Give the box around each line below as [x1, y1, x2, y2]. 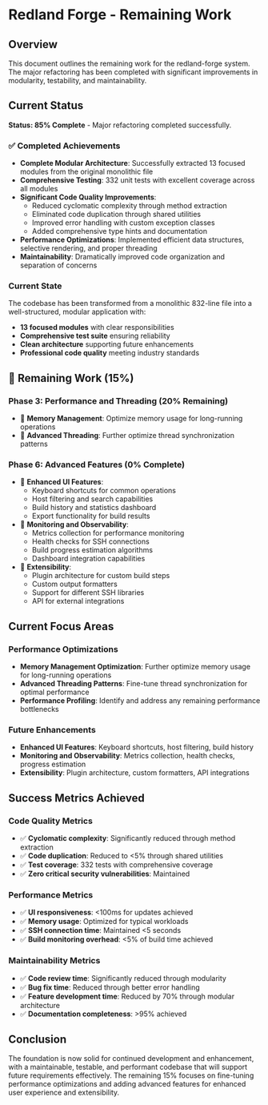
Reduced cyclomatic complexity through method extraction [31, 201, 228, 211]
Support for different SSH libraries [31, 588, 145, 597]
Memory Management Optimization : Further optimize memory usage [19, 662, 250, 672]
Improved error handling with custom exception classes [31, 218, 215, 227]
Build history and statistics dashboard [31, 503, 157, 512]
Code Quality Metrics [8, 815, 94, 826]
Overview [8, 38, 58, 51]
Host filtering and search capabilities [31, 494, 154, 504]
